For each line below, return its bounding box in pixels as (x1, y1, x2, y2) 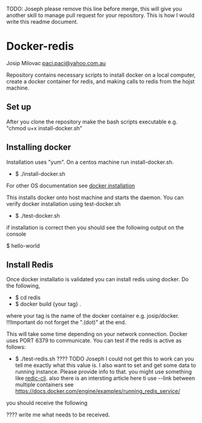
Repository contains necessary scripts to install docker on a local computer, (6, 71, 196, 79)
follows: (6, 343, 26, 351)
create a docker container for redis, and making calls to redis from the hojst (6, 77, 195, 85)
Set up (6, 102, 32, 112)
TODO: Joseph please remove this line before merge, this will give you (6, 5, 182, 12)
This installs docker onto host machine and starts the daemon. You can (6, 194, 184, 201)
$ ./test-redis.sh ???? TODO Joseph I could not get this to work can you (15, 355, 194, 363)
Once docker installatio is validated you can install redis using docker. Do (6, 276, 189, 283)
